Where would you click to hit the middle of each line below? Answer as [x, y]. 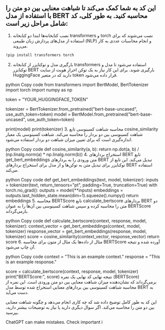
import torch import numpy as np [39, 90]
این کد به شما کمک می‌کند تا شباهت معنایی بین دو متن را [81, 8]
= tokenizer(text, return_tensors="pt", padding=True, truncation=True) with [82, 185]
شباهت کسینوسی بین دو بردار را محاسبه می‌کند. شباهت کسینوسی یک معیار [74, 134]
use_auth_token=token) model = [38, 114]
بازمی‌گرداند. [17, 211]
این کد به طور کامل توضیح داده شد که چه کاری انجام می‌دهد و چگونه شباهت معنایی [81, 302]
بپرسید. [12, 312]
